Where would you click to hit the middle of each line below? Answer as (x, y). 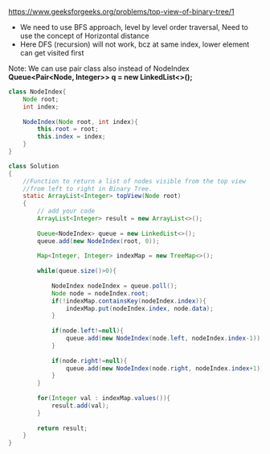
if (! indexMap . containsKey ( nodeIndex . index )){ (129, 301)
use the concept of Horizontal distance (84, 36)
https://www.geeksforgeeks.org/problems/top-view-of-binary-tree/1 (121, 12)
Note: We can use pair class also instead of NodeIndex (99, 68)
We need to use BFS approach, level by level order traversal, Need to (134, 27)
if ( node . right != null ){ (89, 361)
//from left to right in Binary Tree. (88, 188)
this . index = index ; (72, 137)
